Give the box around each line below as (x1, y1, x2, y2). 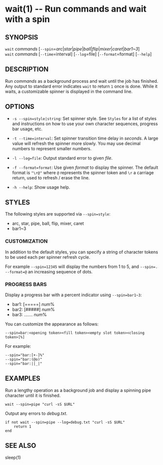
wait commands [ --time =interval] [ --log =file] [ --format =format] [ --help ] (5, 51, 152, 57)
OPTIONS (5, 103, 35, 111)
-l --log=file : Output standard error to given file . (12, 155, 113, 161)
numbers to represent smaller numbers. (12, 145, 91, 151)
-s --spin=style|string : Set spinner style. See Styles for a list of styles (12, 115, 157, 121)
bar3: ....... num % (12, 312, 47, 318)
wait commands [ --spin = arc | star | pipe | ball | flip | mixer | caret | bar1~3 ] (5, 46, 140, 52)
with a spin (5, 14, 50, 25)
